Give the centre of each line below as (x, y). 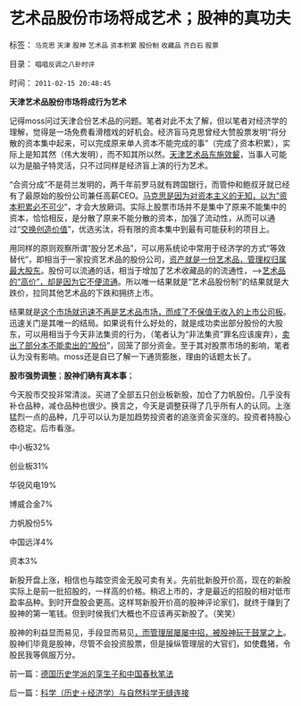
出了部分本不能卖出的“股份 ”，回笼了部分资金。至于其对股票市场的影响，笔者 (150, 345)
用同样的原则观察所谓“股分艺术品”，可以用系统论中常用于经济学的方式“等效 (147, 248)
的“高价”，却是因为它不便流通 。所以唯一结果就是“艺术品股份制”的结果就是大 (149, 282)
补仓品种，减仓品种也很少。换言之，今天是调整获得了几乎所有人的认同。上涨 (150, 405)
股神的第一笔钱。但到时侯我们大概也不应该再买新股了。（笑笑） (125, 613)
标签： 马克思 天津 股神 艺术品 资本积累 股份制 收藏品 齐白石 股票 (114, 45)
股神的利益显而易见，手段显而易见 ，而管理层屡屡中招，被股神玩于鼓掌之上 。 (150, 632)
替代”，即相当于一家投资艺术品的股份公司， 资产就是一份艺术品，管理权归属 (148, 259)
